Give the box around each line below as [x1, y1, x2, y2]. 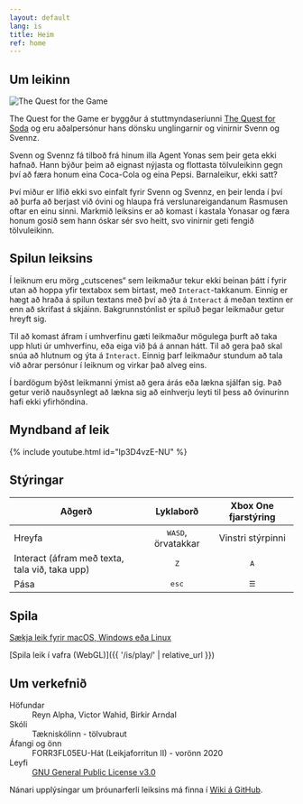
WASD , [166, 525, 188, 538]
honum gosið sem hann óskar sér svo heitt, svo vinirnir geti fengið [9, 216, 254, 226]
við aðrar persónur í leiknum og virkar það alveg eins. [9, 359, 207, 370]
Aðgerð [60, 504, 93, 517]
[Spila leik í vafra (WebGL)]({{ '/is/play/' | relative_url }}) [9, 650, 215, 661]
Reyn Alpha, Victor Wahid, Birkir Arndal [32, 709, 178, 720]
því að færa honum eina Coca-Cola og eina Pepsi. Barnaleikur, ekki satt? [9, 169, 278, 180]
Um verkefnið [9, 676, 87, 691]
